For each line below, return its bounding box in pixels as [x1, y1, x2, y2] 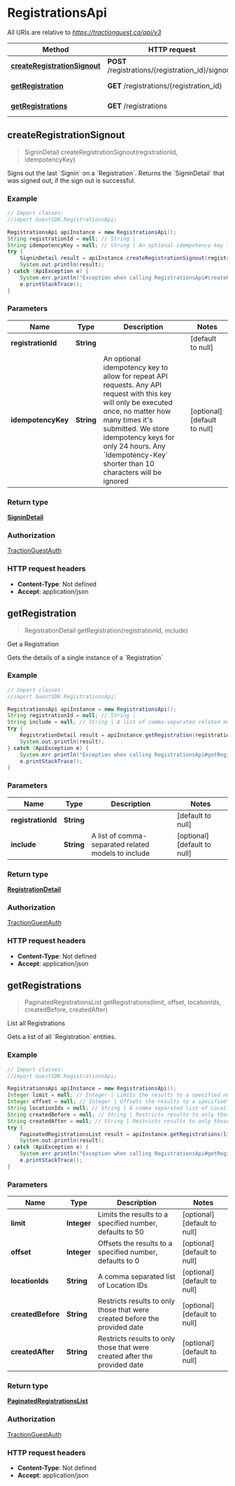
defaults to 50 [97, 1227, 145, 1237]
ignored [103, 476, 129, 486]
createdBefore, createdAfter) [24, 1005, 108, 1014]
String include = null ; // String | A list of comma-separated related [7, 719, 220, 726]
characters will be [103, 467, 162, 477]
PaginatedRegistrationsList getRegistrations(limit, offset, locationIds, [24, 998, 222, 1007]
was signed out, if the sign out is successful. [7, 176, 136, 185]
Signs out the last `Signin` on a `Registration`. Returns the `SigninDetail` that [7, 169, 225, 177]
